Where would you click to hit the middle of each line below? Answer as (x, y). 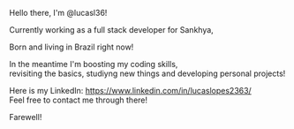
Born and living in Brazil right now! (72, 47)
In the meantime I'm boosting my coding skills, (94, 64)
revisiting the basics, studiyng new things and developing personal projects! (147, 73)
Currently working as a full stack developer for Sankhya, (111, 30)
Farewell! (26, 117)
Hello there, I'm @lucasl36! (58, 13)
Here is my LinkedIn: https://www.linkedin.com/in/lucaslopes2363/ (130, 91)
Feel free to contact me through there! (79, 100)
